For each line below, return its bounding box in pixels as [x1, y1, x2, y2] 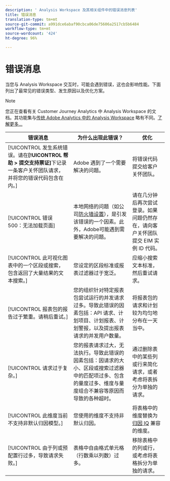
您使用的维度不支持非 [73, 412, 124, 419]
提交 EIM [132, 237, 153, 244]
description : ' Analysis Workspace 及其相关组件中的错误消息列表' [5, 7, 138, 13]
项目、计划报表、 [78, 317, 119, 324]
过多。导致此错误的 [73, 302, 119, 309]
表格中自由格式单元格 [73, 444, 124, 451]
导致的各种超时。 [73, 395, 114, 402]
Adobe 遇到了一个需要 [73, 159, 126, 166]
